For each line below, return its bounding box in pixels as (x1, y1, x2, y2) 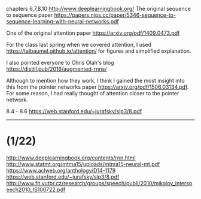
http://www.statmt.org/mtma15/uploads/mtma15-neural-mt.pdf (6, 160, 160, 167)
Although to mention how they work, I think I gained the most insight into (6, 77, 185, 84)
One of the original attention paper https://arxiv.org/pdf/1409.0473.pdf (6, 29, 180, 37)
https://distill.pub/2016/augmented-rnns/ (6, 65, 107, 73)
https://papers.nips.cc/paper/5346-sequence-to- (54, 11, 176, 19)
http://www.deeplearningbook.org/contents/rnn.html (6, 154, 136, 161)
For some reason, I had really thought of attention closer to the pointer (6, 90, 179, 97)
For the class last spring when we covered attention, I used (6, 41, 151, 48)
